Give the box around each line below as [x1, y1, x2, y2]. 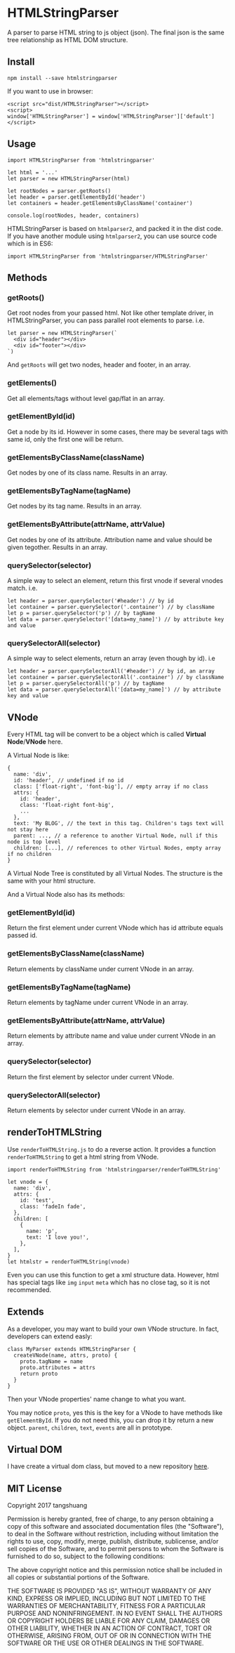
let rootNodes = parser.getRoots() [7, 187, 112, 195]
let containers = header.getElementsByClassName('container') [7, 199, 193, 206]
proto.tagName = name [20, 1357, 83, 1365]
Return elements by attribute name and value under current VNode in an [7, 1032, 216, 1040]
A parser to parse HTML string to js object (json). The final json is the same [7, 28, 224, 37]
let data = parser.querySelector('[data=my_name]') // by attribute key [7, 616, 224, 623]
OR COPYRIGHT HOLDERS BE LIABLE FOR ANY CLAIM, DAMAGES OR [7, 1616, 210, 1625]
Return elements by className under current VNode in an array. [7, 964, 194, 973]
